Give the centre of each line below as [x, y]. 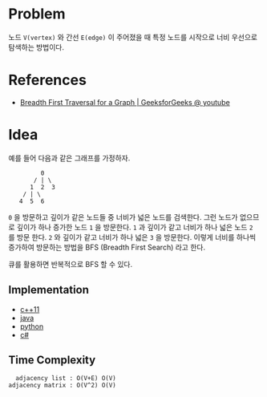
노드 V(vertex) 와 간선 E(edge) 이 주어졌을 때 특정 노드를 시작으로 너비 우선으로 [133, 37]
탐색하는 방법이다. [36, 47]
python [32, 326]
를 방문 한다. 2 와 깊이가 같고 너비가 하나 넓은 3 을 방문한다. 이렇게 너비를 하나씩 [132, 237]
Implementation [49, 290]
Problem [37, 14]
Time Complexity [52, 361]
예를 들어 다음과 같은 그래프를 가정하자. [69, 158]
